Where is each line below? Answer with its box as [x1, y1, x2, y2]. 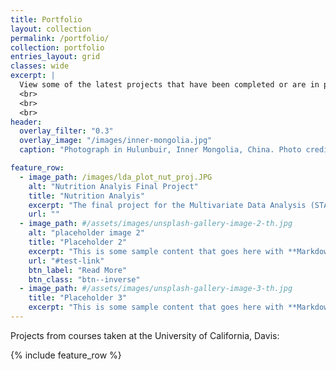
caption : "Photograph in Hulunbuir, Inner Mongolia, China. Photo [19, 145, 302, 155]
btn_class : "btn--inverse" [28, 274, 141, 285]
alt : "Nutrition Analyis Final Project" [28, 181, 199, 191]
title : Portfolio [10, 14, 83, 25]
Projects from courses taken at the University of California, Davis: [10, 329, 280, 341]
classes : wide [10, 61, 70, 71]
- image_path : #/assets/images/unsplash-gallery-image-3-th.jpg [19, 284, 293, 294]
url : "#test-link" [28, 256, 105, 266]
